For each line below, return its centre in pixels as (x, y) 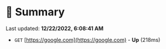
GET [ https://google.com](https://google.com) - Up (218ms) (87, 40)
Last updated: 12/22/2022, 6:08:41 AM (54, 28)
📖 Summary (35, 12)
